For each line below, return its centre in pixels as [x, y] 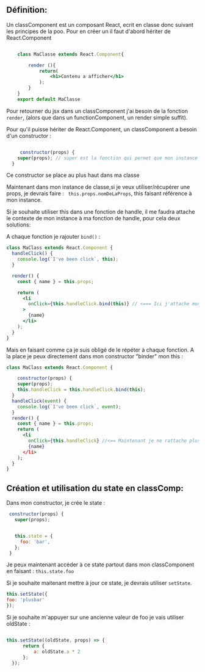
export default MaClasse [49, 99]
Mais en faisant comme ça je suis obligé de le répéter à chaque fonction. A [100, 350]
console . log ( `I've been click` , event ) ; [69, 406]
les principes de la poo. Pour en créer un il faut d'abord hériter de [88, 31]
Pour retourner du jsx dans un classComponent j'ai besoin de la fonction [97, 111]
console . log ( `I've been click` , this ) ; [68, 259]
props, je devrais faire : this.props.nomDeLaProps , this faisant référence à [99, 193]
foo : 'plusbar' [26, 600]
